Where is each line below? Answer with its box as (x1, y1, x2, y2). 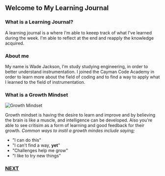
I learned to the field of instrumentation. (5, 79, 85, 85)
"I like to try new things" (12, 153, 61, 159)
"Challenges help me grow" (12, 148, 68, 153)
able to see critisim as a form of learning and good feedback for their (5, 123, 145, 128)
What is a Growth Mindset (5, 91, 68, 98)
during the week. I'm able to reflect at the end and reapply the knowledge (5, 35, 154, 41)
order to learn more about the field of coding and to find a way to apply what (5, 74, 160, 80)
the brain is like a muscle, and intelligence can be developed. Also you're (5, 117, 153, 123)
